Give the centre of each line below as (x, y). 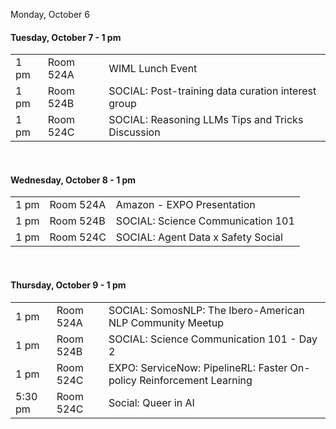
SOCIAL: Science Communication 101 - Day (213, 339)
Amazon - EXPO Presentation (185, 205)
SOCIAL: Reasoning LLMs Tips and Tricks (206, 120)
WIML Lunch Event (153, 69)
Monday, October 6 (50, 14)
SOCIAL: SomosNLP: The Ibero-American (206, 310)
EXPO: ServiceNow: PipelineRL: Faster (198, 367)
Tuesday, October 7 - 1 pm (66, 37)
